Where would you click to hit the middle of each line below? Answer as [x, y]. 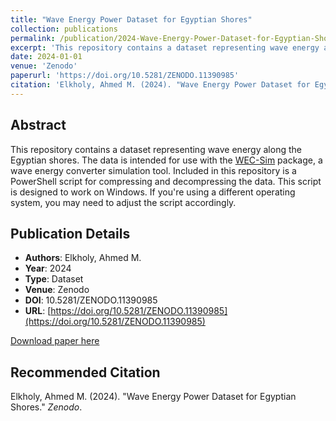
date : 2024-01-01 [46, 57]
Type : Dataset [54, 279]
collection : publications [64, 29]
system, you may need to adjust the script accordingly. [123, 202]
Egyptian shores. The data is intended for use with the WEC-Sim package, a [166, 160]
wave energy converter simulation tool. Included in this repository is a [153, 170]
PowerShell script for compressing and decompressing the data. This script [166, 181]
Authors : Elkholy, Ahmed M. [83, 258]
